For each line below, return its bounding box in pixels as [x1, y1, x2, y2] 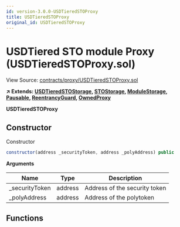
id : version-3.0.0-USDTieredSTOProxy [6, 8, 99, 15]
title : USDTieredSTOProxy [6, 14, 69, 20]
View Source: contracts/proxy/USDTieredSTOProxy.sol [6, 77, 138, 84]
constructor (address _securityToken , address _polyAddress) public [6, 150, 175, 155]
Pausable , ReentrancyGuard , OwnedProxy [6, 94, 111, 101]
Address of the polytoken [84, 194, 154, 201]
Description [108, 174, 142, 182]
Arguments [6, 160, 35, 167]
